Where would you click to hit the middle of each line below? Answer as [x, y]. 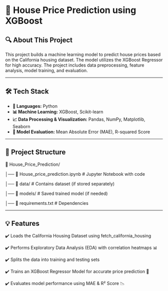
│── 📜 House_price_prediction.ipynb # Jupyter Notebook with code [75, 174]
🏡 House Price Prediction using [71, 10]
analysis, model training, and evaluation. [47, 70]
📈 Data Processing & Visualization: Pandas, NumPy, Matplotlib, [79, 119]
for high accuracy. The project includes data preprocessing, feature [75, 65]
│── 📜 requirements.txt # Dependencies [47, 203]
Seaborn [21, 126]
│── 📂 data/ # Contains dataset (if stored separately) [60, 184]
